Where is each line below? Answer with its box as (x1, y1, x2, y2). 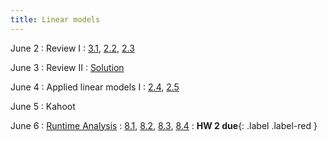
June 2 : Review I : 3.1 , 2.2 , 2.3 (10, 42, 135, 54)
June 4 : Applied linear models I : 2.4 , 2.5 (10, 81, 180, 93)
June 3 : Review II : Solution (10, 61, 125, 73)
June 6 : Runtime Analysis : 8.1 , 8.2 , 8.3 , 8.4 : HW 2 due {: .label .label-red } (10, 119, 318, 131)
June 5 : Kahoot (10, 100, 76, 112)
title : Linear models (10, 14, 101, 25)
